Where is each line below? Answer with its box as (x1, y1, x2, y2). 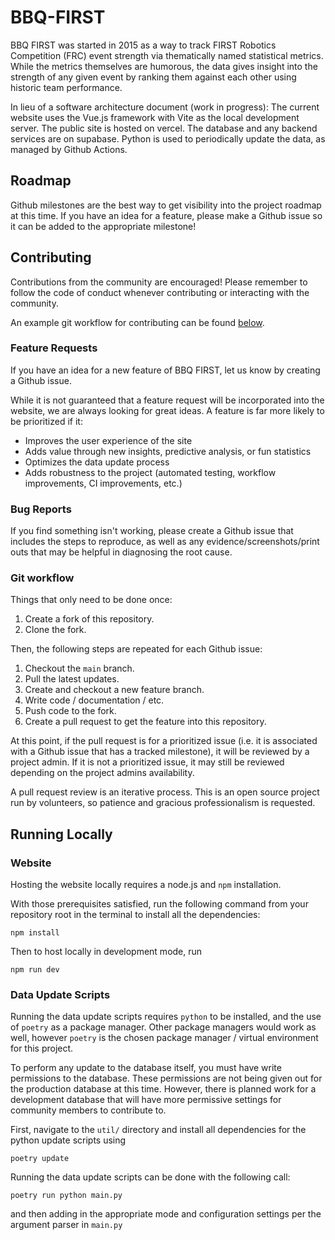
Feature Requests (10, 341, 98, 355)
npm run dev (10, 965, 60, 975)
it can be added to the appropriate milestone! (10, 220, 197, 232)
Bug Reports (10, 502, 72, 516)
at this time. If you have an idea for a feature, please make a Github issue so (10, 209, 323, 221)
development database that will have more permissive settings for (10, 1094, 282, 1106)
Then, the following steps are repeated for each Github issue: (10, 643, 263, 655)
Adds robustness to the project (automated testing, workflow (24, 466, 277, 478)
